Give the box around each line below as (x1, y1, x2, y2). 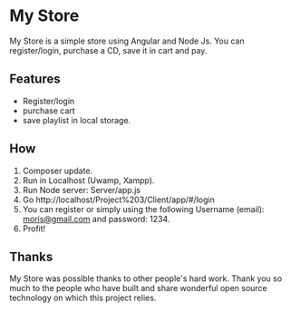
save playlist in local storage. (22, 114, 131, 125)
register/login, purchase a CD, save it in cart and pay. (9, 44, 208, 55)
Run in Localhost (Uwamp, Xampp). (22, 174, 155, 186)
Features (9, 72, 61, 87)
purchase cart (22, 105, 75, 116)
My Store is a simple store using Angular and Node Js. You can (9, 35, 245, 46)
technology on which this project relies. (9, 292, 157, 304)
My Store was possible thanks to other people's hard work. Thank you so (9, 273, 283, 284)
